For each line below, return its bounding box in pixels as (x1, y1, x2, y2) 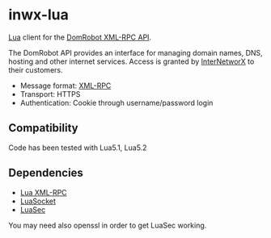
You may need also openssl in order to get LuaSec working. (8, 220, 207, 230)
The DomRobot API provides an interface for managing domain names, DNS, (8, 48, 263, 57)
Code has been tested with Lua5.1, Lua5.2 (8, 143, 147, 152)
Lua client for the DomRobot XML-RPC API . (8, 32, 152, 42)
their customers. (8, 65, 63, 74)
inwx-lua (8, 6, 69, 24)
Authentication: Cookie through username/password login (19, 98, 214, 107)
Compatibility (8, 121, 78, 135)
